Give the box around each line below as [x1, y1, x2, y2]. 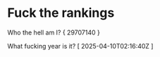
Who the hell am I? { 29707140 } [7, 28, 100, 37]
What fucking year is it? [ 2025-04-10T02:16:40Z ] [7, 42, 154, 50]
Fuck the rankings [7, 5, 115, 21]
